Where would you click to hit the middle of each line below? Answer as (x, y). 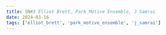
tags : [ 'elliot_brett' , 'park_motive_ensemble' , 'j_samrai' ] (84, 23)
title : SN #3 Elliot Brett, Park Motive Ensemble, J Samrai (81, 12)
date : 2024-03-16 (28, 17)
